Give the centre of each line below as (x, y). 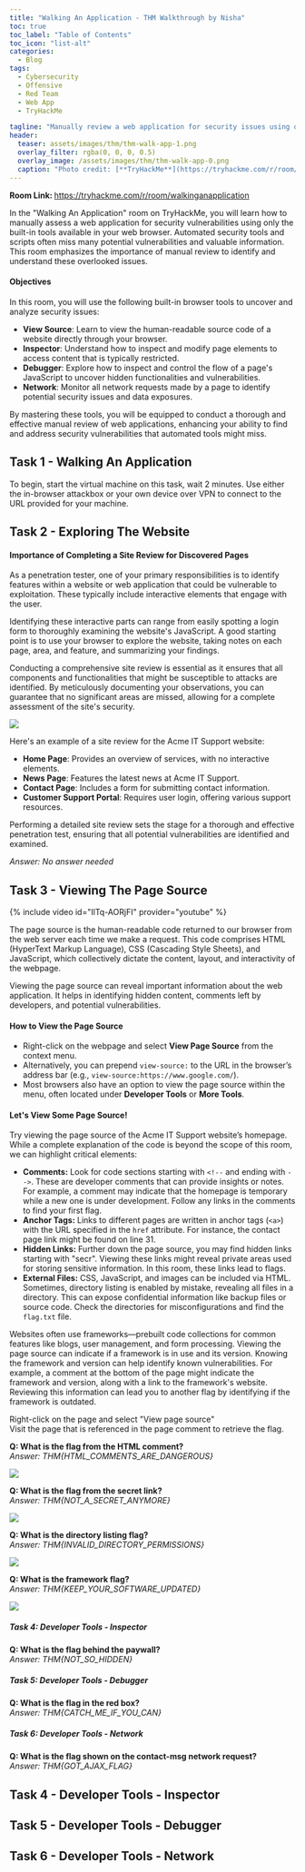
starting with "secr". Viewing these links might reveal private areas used (157, 1259)
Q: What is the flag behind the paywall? (85, 1650)
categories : (32, 52)
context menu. (49, 1056)
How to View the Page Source (67, 1026)
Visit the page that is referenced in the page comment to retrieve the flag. (147, 1429)
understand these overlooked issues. (79, 261)
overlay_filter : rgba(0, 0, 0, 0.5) (87, 153)
